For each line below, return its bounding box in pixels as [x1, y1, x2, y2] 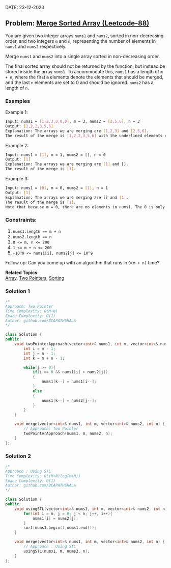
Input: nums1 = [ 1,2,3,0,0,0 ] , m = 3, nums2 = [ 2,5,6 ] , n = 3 [5, 119, 140, 124]
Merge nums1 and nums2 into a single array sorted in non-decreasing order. [5, 53, 160, 59]
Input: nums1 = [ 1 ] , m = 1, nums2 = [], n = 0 [5, 152, 106, 157]
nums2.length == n [12, 234, 52, 239]
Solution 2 [5, 452, 32, 459]
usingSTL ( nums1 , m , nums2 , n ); [23, 549, 90, 554]
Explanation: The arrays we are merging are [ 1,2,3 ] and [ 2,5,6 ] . [5, 128, 149, 133]
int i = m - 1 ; [23, 346, 56, 351]
